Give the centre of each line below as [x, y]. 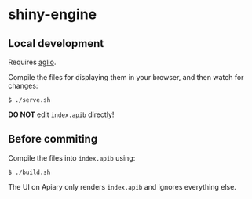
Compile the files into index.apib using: [72, 157]
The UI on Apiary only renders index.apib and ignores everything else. [122, 186]
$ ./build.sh [29, 172]
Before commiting [53, 139]
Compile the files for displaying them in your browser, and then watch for [126, 77]
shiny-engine [53, 14]
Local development [56, 43]
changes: [23, 85]
